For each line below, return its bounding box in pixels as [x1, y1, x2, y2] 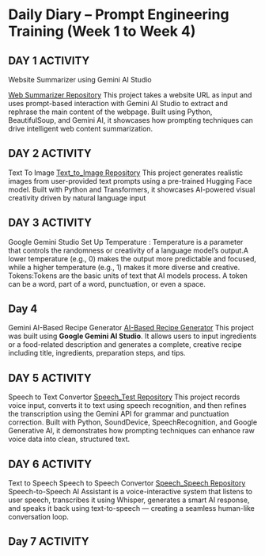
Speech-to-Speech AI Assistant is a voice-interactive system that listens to [8, 487, 253, 497]
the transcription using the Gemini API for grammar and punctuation [8, 409, 229, 419]
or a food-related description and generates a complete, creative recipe [8, 340, 242, 349]
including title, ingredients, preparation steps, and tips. [8, 348, 186, 358]
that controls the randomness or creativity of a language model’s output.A [8, 246, 249, 255]
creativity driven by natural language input [8, 192, 146, 203]
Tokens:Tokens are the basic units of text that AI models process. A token [8, 271, 248, 280]
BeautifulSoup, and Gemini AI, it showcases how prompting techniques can [8, 116, 253, 124]
